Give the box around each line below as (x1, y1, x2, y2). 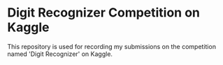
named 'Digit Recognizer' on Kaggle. (7, 50, 113, 58)
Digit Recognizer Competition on (7, 5, 201, 21)
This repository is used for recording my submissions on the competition (7, 42, 217, 50)
